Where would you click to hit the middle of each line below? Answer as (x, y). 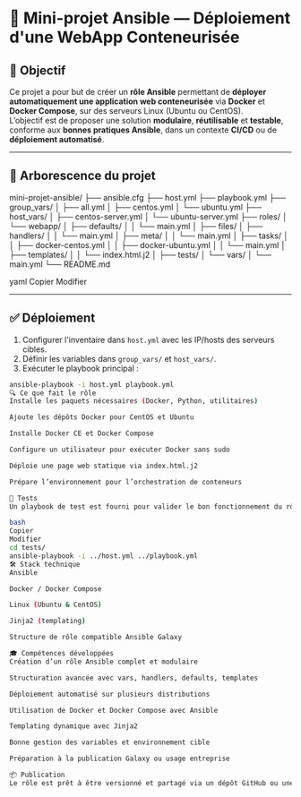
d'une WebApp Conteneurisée (125, 37)
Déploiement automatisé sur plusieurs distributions (110, 694)
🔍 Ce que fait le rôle (53, 393)
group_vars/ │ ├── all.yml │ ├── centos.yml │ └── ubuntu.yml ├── (136, 207)
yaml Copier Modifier (48, 281)
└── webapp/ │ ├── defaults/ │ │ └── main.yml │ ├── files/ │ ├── (136, 226)
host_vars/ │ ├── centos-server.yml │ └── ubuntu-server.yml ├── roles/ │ (149, 216)
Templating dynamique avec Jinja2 (74, 726)
